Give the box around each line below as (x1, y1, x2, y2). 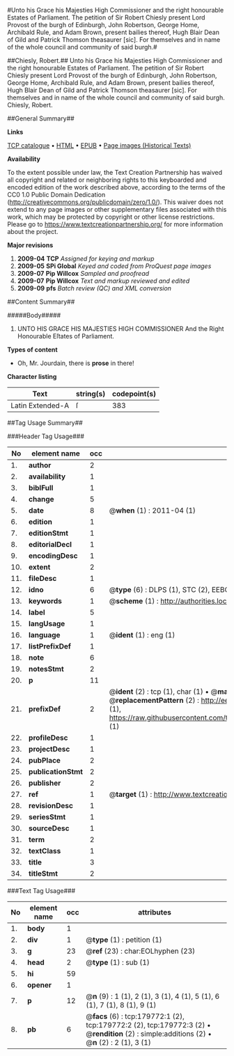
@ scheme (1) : (109, 596, 159, 605)
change (29, 495, 54, 504)
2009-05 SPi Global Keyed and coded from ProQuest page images (17, 262, 212, 270)
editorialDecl (29, 540, 72, 549)
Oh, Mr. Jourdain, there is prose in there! (17, 359, 134, 367)
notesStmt (29, 665, 64, 674)
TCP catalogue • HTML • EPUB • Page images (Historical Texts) (7, 141, 192, 149)
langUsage (29, 619, 65, 628)
